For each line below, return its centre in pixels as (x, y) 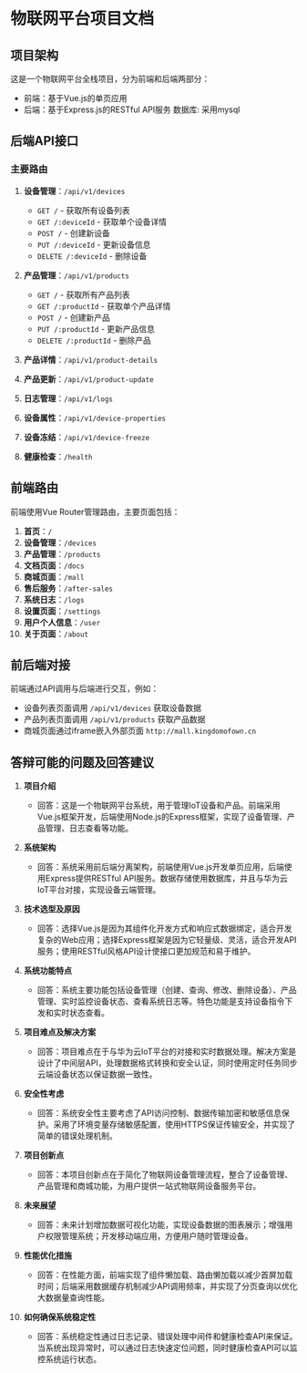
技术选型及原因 (51, 909)
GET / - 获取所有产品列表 (83, 294)
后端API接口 (45, 141)
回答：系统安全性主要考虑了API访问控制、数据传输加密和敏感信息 (159, 1113)
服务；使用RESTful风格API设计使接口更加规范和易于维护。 (146, 951)
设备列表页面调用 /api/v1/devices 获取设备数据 (113, 708)
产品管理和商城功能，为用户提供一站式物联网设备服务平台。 (149, 1186)
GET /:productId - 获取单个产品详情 (104, 305)
